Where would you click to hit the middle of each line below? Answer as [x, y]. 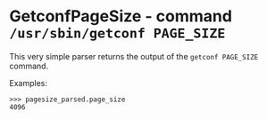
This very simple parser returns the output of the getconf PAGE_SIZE [134, 56]
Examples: [28, 83]
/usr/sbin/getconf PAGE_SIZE [117, 33]
